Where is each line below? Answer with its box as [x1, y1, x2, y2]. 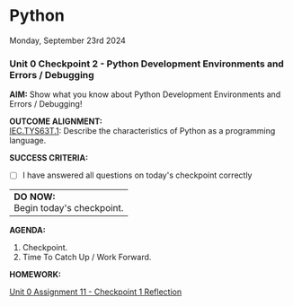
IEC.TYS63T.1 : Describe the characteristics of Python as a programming [9, 126, 276, 136]
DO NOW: [13, 190, 56, 203]
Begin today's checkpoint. [13, 202, 124, 214]
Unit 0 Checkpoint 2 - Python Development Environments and [9, 57, 285, 70]
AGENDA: [9, 225, 47, 236]
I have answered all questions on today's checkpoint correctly [22, 170, 253, 180]
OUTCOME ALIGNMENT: [9, 116, 103, 127]
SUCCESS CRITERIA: [9, 153, 88, 163]
